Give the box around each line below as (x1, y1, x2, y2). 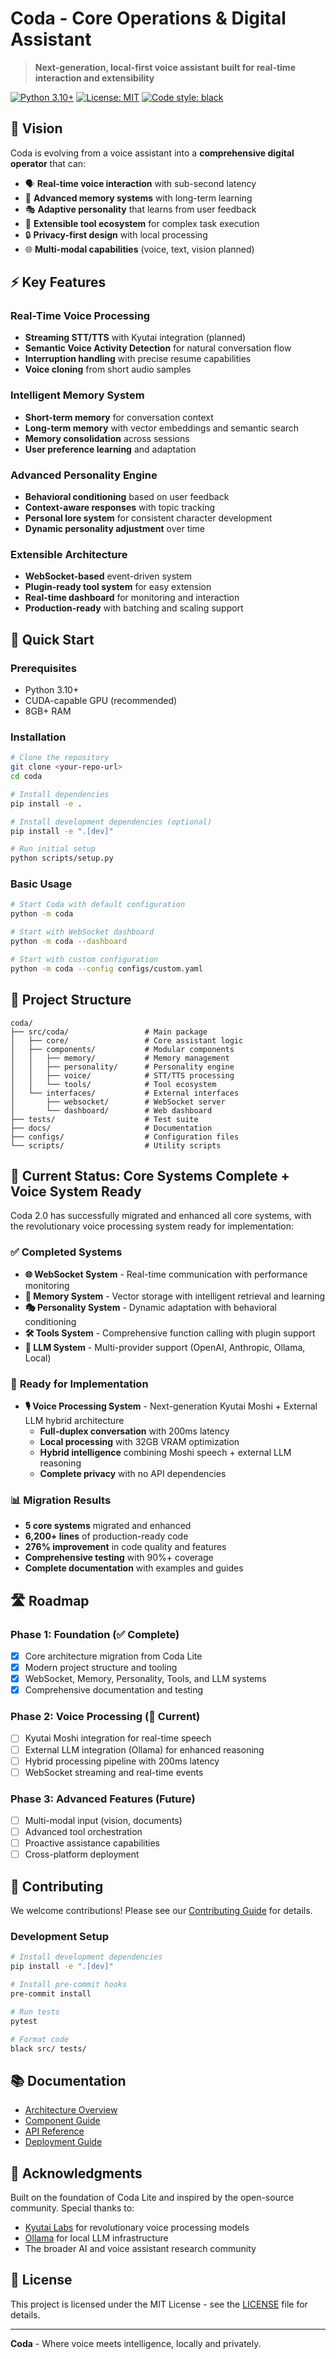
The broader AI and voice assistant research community (24, 2243, 257, 2255)
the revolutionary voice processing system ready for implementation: (10, 1220, 295, 1232)
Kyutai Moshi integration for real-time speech (24, 1732, 212, 1744)
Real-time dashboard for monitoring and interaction (24, 592, 240, 604)
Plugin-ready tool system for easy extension (24, 581, 212, 593)
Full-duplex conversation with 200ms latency (39, 1425, 230, 1437)
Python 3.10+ (24, 684, 80, 696)
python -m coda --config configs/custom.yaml (10, 963, 203, 974)
